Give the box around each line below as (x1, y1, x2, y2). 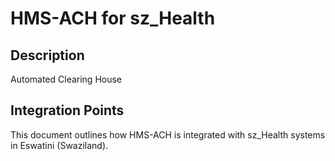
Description (10, 47, 85, 64)
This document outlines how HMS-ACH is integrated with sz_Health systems (10, 128, 326, 141)
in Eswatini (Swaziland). (10, 139, 109, 151)
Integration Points (10, 102, 125, 119)
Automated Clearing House (10, 73, 123, 85)
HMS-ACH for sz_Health (10, 7, 216, 30)
